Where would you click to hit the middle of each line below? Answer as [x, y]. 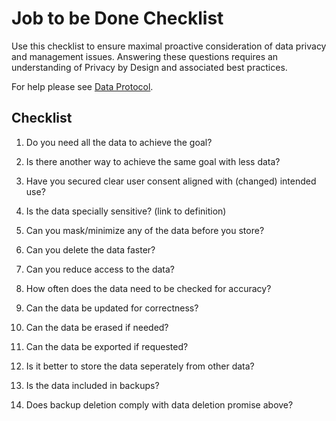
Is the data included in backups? [92, 385]
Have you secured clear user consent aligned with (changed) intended [171, 181]
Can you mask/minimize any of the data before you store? [145, 230]
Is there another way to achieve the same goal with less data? [153, 161]
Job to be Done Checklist [117, 18]
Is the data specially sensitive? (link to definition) [126, 211]
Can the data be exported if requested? [107, 346]
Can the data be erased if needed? [97, 327]
